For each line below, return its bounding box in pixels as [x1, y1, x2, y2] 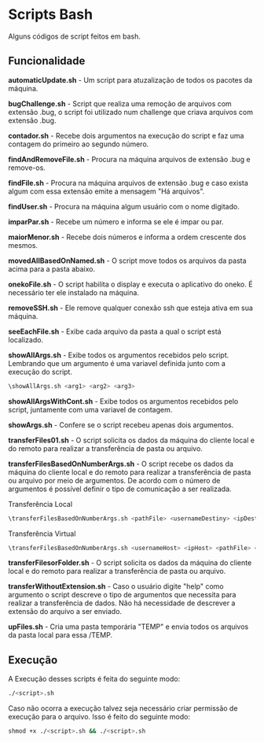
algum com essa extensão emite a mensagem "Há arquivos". [8, 187, 205, 196]
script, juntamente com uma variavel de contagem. [8, 405, 173, 414]
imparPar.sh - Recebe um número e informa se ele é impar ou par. [8, 216, 224, 226]
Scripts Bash [8, 6, 93, 24]
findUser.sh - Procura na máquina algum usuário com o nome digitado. [8, 201, 240, 211]
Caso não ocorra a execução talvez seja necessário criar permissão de [8, 704, 238, 713]
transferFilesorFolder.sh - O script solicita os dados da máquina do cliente [8, 558, 252, 567]
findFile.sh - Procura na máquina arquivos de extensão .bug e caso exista [8, 178, 249, 187]
